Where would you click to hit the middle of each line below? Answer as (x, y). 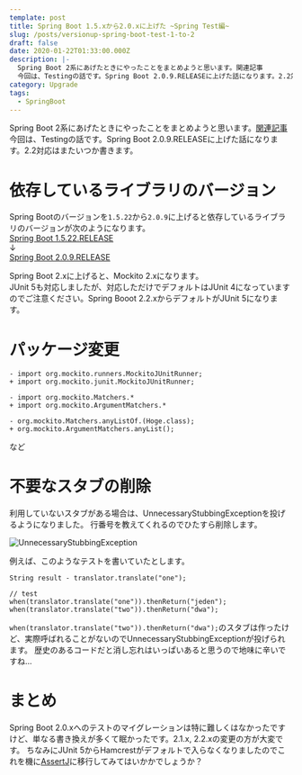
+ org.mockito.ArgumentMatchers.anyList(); (92, 429)
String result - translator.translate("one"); (98, 578)
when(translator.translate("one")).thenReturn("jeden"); (118, 602)
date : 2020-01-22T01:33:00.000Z (70, 51)
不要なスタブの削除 (80, 487)
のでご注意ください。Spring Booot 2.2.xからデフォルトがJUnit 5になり (140, 299)
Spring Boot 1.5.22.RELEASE (62, 239)
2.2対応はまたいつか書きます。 (81, 150)
